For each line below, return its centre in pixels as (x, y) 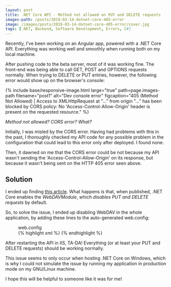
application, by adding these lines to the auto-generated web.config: (77, 218)
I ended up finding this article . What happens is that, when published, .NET (84, 191)
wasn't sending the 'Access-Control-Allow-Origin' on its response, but (79, 158)
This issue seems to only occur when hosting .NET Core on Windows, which (86, 258)
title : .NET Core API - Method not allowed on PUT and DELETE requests (83, 15)
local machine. (21, 55)
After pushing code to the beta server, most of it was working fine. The (80, 64)
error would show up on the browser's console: (55, 81)
